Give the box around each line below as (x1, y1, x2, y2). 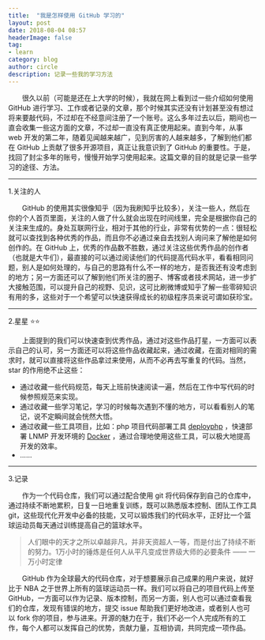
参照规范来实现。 (26, 392, 83, 401)
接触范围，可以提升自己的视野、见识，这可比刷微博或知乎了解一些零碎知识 (14, 282, 257, 292)
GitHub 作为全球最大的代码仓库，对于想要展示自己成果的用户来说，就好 (22, 574, 254, 583)
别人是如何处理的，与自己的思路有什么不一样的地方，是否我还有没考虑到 (21, 262, 257, 272)
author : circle (8, 63, 58, 71)
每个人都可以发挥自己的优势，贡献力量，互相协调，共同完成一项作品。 (21, 623, 250, 632)
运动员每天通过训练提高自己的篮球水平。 (14, 520, 147, 529)
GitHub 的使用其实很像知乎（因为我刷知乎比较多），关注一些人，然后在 (22, 203, 251, 213)
